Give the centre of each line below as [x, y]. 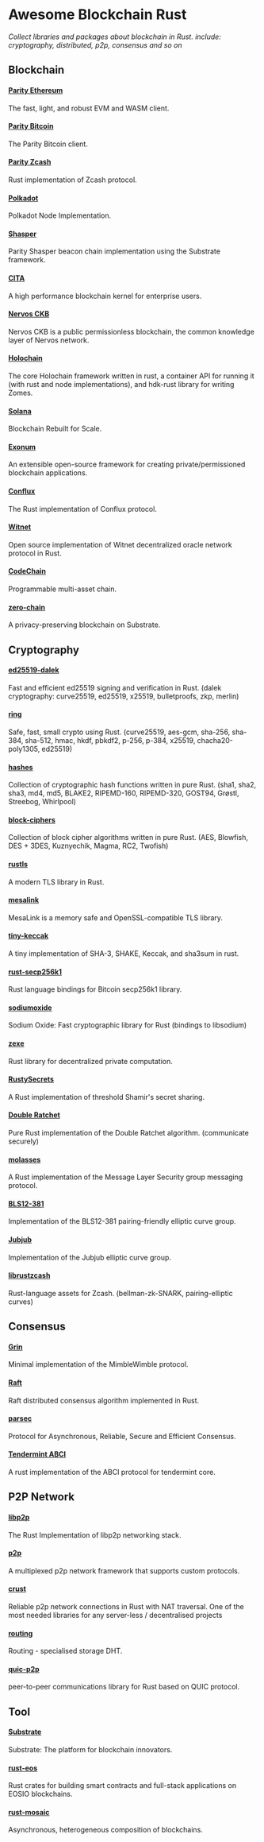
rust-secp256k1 [35, 972]
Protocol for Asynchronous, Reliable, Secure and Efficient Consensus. [122, 1436]
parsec [20, 1418]
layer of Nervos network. [49, 340]
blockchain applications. [48, 473]
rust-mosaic [29, 1812]
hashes [21, 767]
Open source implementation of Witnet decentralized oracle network [120, 544]
